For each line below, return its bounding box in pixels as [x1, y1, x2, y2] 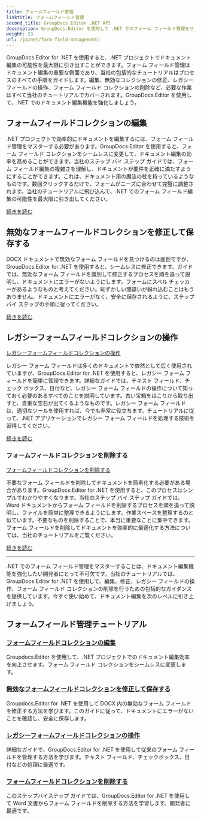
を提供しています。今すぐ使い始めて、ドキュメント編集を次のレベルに [6, 592, 178, 600]
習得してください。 [6, 422, 54, 429]
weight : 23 [6, 31, 33, 37]
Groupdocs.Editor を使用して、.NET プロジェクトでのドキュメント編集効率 [6, 653, 190, 660]
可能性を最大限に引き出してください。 [16, 195, 111, 202]
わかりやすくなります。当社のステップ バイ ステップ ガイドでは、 [22, 494, 184, 501]
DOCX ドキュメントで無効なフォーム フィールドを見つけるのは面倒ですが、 [6, 256, 192, 263]
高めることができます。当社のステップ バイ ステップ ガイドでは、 [16, 157, 178, 165]
